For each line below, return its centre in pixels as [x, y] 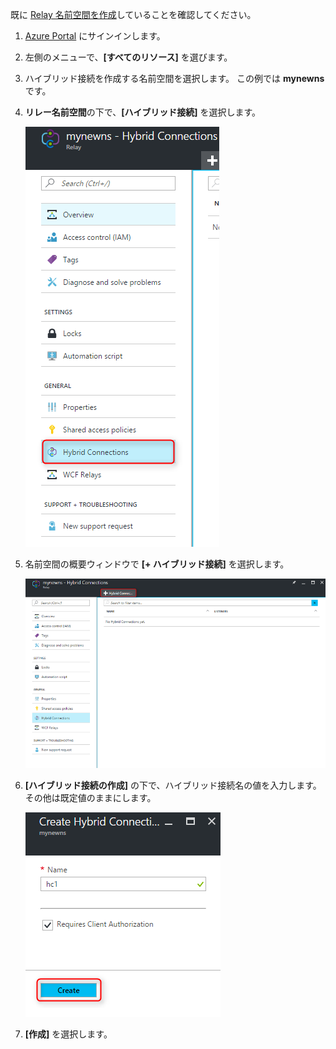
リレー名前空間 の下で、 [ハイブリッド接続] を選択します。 [143, 112]
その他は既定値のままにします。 [90, 797]
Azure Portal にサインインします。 [95, 36]
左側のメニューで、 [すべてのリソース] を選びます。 [128, 57]
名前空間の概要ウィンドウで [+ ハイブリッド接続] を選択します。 [157, 564]
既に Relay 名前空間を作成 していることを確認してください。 [133, 14]
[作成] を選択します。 [68, 1034]
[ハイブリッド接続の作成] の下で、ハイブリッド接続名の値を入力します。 [173, 785]
